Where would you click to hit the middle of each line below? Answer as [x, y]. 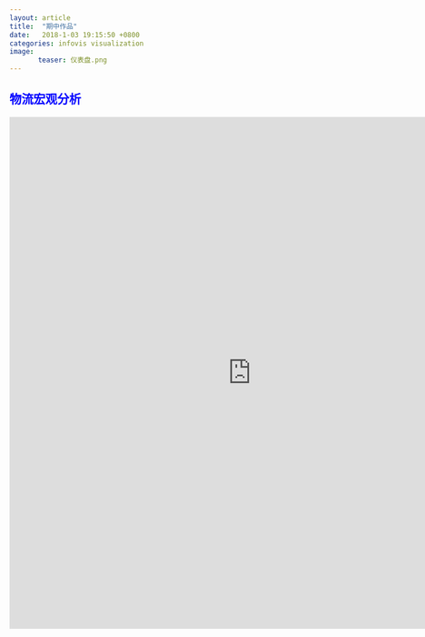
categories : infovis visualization [77, 43]
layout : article [40, 18]
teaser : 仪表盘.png [72, 60]
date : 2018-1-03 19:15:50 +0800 [75, 35]
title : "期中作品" [44, 26]
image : [22, 52]
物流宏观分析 [45, 100]
